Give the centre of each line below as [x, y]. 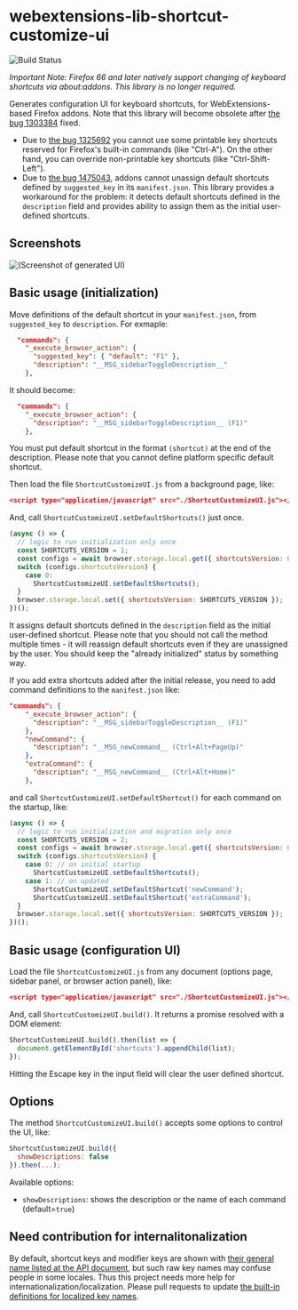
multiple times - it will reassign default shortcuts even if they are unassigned [149, 644]
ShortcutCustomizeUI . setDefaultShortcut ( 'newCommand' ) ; [138, 889]
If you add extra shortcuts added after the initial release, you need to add [143, 680]
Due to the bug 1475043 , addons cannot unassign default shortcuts [145, 177]
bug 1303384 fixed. [45, 123]
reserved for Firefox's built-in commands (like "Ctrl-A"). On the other [147, 149]
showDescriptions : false [63, 1157]
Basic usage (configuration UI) [95, 950]
